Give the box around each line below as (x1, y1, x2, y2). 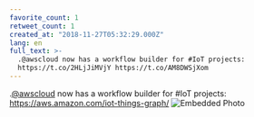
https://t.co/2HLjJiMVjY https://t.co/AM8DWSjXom (17, 64, 209, 73)
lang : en (9, 38, 43, 48)
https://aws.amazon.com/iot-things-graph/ (9, 97, 170, 108)
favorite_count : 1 (9, 13, 79, 22)
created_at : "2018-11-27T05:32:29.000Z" (9, 30, 165, 39)
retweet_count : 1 (9, 22, 75, 31)
